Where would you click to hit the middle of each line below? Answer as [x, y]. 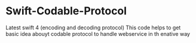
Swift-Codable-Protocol [66, 11]
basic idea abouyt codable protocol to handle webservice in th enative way [98, 33]
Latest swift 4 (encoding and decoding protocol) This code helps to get [93, 27]
